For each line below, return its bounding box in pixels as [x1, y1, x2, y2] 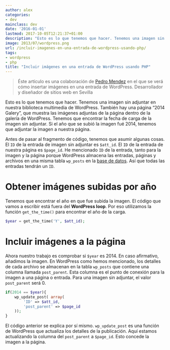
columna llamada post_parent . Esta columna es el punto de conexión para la [5, 269, 165, 275]
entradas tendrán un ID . [5, 163, 55, 169]
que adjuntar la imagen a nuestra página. [5, 126, 91, 133]
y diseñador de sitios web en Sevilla [17, 89, 93, 95]
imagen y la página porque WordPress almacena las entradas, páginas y [5, 153, 156, 159]
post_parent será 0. [5, 280, 46, 286]
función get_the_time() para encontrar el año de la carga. [5, 209, 126, 215]
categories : [5, 12, 30, 17]
